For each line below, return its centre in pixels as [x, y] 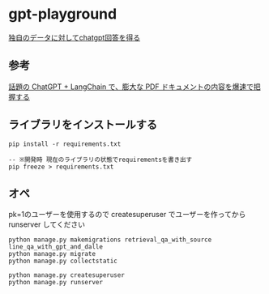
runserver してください [47, 224]
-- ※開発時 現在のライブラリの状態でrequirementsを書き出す [100, 160]
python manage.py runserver [56, 283]
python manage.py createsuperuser [67, 275]
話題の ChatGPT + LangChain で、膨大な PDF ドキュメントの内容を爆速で [131, 87]
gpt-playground [63, 14]
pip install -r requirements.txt [65, 144]
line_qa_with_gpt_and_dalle [56, 247]
